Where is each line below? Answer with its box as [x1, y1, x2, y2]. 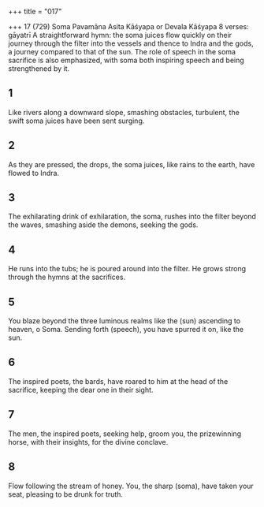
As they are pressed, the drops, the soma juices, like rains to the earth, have [8, 159, 255, 169]
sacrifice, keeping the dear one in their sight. [8, 385, 154, 394]
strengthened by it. [8, 64, 70, 73]
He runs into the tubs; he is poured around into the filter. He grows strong [8, 264, 247, 274]
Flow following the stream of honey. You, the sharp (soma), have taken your [8, 481, 254, 490]
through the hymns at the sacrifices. [8, 272, 126, 282]
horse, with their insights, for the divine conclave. [8, 437, 169, 446]
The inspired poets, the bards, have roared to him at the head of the [8, 376, 229, 386]
